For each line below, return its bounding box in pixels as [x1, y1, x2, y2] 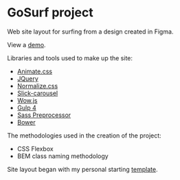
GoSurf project [7, 5, 94, 21]
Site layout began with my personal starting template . [7, 165, 158, 173]
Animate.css [16, 67, 53, 75]
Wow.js [16, 96, 38, 104]
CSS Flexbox [16, 144, 54, 153]
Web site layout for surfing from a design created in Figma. [7, 27, 174, 36]
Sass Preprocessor [16, 111, 71, 119]
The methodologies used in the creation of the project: [7, 131, 161, 140]
